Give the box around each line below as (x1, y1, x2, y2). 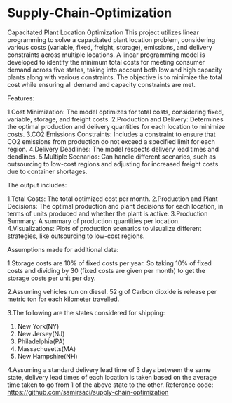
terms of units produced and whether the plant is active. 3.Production (7, 209, 208, 218)
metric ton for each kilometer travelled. (7, 295, 120, 303)
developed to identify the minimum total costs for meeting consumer (7, 58, 205, 66)
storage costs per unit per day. (7, 274, 96, 282)
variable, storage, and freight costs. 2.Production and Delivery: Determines (7, 114, 224, 124)
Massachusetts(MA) (17, 344, 76, 352)
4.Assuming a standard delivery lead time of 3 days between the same (7, 365, 212, 374)
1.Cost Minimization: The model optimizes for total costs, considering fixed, (7, 107, 224, 116)
